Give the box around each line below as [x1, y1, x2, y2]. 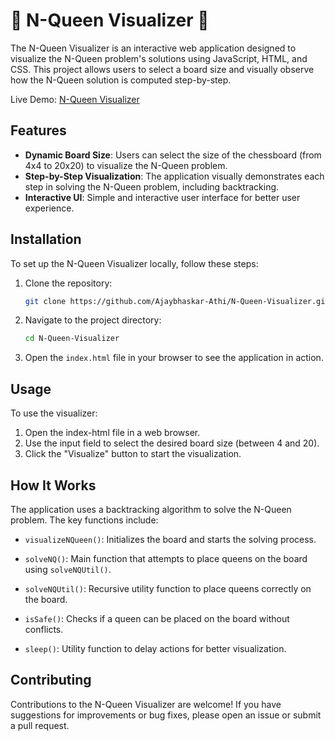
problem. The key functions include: [10, 514, 159, 526]
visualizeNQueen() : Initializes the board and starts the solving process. [24, 533, 317, 545]
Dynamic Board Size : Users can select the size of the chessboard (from [24, 149, 322, 161]
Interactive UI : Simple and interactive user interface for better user [24, 191, 301, 203]
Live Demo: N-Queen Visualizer [10, 93, 140, 105]
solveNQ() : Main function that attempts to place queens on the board [24, 552, 308, 564]
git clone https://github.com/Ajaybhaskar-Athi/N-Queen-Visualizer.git [24, 296, 330, 306]
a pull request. [10, 719, 70, 731]
